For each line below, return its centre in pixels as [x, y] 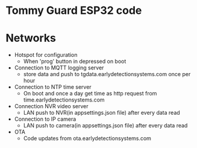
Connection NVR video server [51, 106]
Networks [31, 38]
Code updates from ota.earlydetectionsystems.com [87, 138]
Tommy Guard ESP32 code [74, 11]
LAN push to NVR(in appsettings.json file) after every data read [102, 113]
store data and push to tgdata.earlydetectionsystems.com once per [107, 74]
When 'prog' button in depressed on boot [75, 62]
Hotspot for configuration [46, 55]
